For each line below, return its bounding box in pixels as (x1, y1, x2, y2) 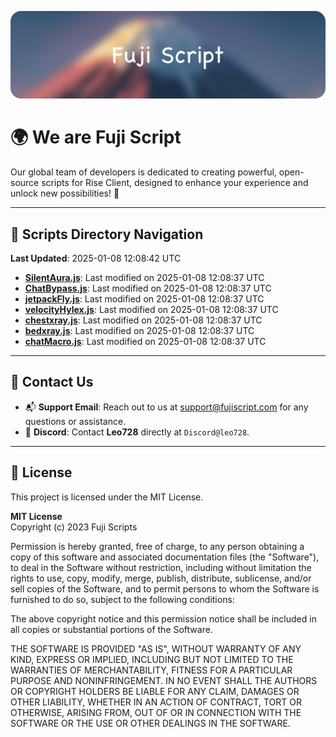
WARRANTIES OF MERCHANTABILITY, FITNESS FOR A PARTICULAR (10, 664, 293, 676)
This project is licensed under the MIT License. (10, 491, 204, 503)
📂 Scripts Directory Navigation (10, 226, 204, 243)
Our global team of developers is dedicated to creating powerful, (10, 166, 277, 178)
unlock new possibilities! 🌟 (10, 187, 120, 200)
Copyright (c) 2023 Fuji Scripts (10, 521, 138, 533)
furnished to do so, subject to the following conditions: (10, 593, 235, 605)
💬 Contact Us (10, 374, 94, 391)
